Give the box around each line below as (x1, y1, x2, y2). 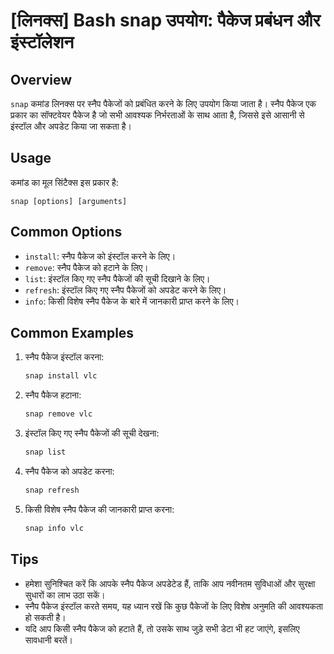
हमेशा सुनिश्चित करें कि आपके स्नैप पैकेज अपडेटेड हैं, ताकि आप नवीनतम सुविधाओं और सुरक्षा (24, 577, 316, 589)
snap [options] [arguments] (10, 196, 128, 206)
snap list (24, 447, 67, 458)
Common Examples (10, 325, 135, 342)
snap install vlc (24, 371, 98, 381)
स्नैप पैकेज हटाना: (24, 389, 82, 401)
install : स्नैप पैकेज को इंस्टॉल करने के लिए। (24, 250, 177, 262)
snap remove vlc (24, 409, 93, 419)
